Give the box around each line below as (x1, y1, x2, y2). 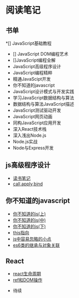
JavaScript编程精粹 (12, 70, 53, 76)
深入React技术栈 (12, 126, 47, 132)
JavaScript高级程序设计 (12, 64, 62, 69)
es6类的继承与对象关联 (12, 242, 60, 248)
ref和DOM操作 (12, 277, 43, 283)
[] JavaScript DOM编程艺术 (12, 51, 69, 57)
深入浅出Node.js (12, 132, 47, 138)
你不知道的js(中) (12, 217, 46, 223)
